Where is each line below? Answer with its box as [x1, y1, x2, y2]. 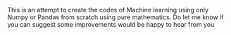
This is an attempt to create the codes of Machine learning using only [7, 6, 209, 14]
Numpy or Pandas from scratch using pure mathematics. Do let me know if [7, 13, 224, 21]
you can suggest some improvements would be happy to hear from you [7, 21, 215, 28]
